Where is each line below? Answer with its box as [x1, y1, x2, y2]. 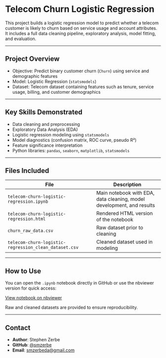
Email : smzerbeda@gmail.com [12, 347, 75, 353]
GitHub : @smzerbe [12, 342, 52, 348]
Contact [5, 323, 31, 332]
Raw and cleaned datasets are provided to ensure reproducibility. [5, 304, 138, 310]
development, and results [96, 202, 156, 209]
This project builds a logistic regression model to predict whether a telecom [5, 20, 159, 26]
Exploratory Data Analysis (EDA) [12, 126, 78, 132]
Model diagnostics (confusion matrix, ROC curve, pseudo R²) [12, 137, 137, 143]
